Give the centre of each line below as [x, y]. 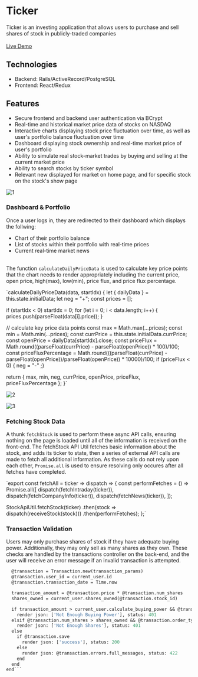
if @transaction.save [43, 637]
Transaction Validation [39, 529]
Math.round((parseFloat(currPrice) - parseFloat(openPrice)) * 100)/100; [93, 346]
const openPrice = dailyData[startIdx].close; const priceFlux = [82, 340]
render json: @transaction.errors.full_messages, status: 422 [100, 653]
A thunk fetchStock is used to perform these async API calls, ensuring [91, 434]
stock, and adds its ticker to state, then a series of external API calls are [93, 453]
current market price [39, 162]
